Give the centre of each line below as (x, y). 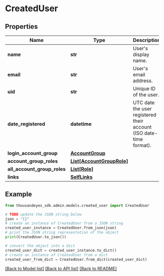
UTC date (143, 103)
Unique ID (144, 89)
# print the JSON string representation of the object (62, 233)
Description (147, 40)
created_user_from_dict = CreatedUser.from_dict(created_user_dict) (76, 259)
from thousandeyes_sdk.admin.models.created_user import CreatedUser (77, 205)
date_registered (26, 124)
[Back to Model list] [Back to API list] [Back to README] (61, 269)
